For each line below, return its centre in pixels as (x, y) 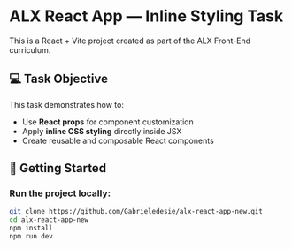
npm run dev (31, 237)
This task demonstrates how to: (66, 104)
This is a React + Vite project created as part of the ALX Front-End (130, 41)
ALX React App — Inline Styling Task (146, 16)
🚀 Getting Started (58, 168)
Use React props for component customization (108, 122)
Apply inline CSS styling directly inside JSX (102, 131)
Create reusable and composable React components (118, 140)
